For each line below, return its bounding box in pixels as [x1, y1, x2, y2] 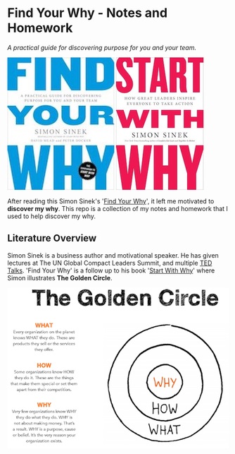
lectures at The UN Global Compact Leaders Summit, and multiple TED [7, 258, 212, 267]
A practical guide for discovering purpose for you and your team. [7, 43, 197, 52]
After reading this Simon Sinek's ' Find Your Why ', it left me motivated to [7, 196, 215, 205]
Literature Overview [7, 232, 97, 244]
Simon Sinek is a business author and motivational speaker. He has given [7, 251, 220, 259]
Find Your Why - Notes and [7, 5, 167, 21]
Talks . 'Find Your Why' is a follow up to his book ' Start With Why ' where [7, 266, 215, 275]
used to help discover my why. [7, 212, 96, 220]
